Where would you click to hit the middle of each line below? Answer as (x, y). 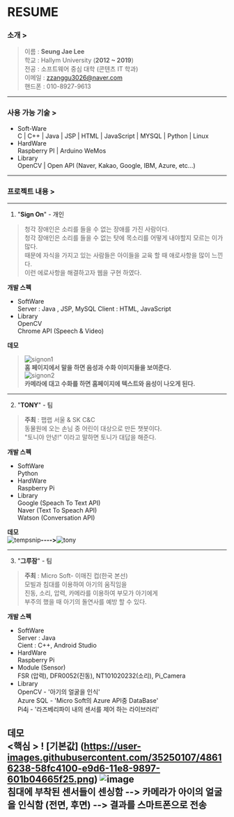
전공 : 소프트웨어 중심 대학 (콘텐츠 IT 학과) (81, 69)
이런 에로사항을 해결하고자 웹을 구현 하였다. (83, 273)
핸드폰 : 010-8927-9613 (58, 86)
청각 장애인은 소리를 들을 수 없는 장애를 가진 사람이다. (96, 229)
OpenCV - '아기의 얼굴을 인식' (59, 692)
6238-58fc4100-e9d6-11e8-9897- (84, 769)
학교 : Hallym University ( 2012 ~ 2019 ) (79, 61)
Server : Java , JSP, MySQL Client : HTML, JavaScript (94, 309)
